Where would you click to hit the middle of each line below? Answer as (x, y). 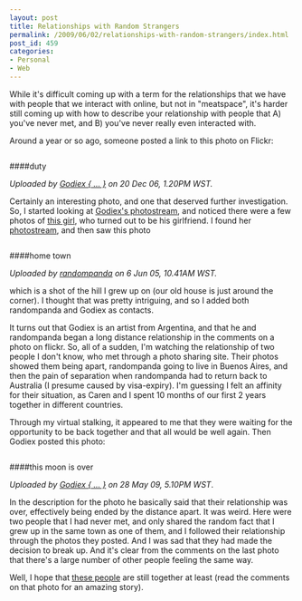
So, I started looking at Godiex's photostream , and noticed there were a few (150, 210)
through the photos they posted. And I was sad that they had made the (141, 540)
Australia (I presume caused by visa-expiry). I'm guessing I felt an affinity (146, 385)
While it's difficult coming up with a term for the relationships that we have (148, 94)
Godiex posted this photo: (57, 441)
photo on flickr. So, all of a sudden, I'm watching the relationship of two (142, 346)
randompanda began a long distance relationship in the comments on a (142, 337)
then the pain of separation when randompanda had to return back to (138, 375)
